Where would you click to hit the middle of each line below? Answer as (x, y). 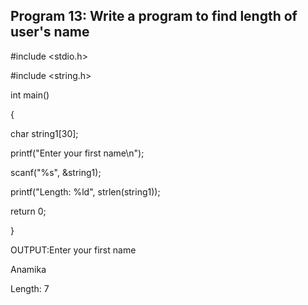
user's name (50, 32)
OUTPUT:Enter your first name (73, 250)
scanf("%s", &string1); (56, 172)
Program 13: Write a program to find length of (154, 16)
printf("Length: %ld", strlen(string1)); (85, 191)
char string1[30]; (44, 133)
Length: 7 (30, 288)
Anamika (28, 269)
